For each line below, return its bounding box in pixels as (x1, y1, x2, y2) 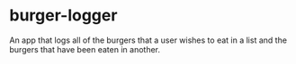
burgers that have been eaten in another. (9, 44, 160, 54)
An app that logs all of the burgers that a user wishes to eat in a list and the (9, 35, 288, 45)
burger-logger (9, 5, 118, 26)
